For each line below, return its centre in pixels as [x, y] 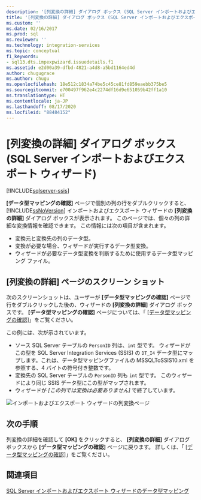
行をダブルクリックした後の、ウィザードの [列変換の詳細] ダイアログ [91, 305]
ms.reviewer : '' [26, 40]
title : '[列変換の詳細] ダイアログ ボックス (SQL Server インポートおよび [91, 17]
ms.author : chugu [28, 79]
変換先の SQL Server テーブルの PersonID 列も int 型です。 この [93, 375]
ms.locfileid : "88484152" [38, 112]
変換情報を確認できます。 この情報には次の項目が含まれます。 [93, 226]
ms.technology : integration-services [53, 46]
